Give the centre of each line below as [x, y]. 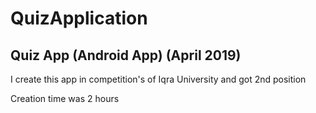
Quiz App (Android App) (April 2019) [126, 55]
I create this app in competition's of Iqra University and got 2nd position [158, 79]
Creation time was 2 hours [65, 98]
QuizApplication [79, 18]
